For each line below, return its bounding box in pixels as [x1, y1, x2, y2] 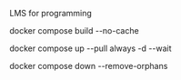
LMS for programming [9, 8, 93, 18]
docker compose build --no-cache [9, 25, 139, 35]
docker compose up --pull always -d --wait [9, 43, 172, 54]
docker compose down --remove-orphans [9, 61, 168, 71]
